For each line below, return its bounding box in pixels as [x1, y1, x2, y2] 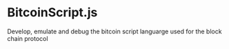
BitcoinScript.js [7, 5, 98, 20]
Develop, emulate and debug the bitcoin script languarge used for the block [7, 27, 222, 35]
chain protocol [7, 34, 48, 42]
